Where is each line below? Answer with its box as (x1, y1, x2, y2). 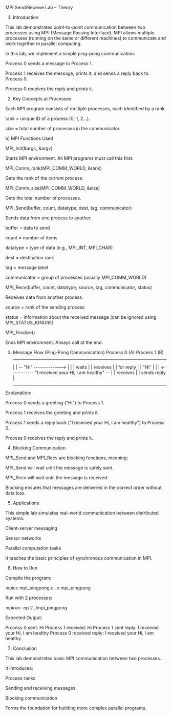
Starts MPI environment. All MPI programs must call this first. (5, 155, 134, 161)
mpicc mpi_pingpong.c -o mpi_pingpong (5, 585, 91, 591)
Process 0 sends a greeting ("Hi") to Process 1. (5, 400, 104, 405)
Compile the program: (5, 575, 52, 581)
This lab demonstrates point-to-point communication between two (5, 24, 146, 30)
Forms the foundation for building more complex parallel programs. (5, 705, 147, 711)
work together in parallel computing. (5, 40, 82, 47)
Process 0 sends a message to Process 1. (5, 60, 93, 66)
